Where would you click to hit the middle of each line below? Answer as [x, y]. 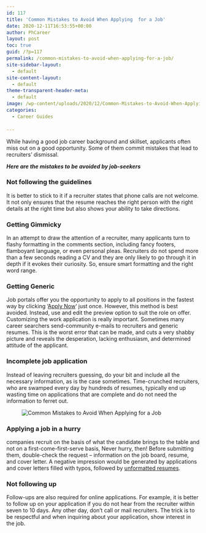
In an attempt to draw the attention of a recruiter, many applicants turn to [98, 238]
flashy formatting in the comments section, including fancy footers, [91, 244]
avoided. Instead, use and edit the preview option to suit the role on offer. [99, 313]
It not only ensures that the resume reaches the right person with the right [100, 202]
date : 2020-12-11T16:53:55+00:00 [49, 26]
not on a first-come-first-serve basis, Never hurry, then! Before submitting [100, 448]
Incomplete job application [47, 361]
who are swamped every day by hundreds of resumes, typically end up [96, 387]
